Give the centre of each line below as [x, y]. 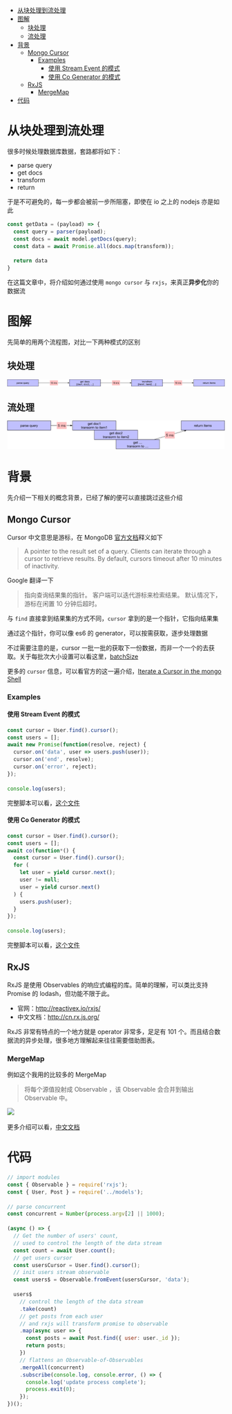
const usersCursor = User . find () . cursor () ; [77, 1265]
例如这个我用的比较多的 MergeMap [57, 1075]
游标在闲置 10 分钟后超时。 [62, 603]
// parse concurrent [37, 1207]
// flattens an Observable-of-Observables [81, 1360]
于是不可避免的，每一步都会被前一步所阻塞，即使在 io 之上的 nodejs [104, 201]
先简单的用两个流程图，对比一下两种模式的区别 [74, 342]
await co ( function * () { [41, 850]
